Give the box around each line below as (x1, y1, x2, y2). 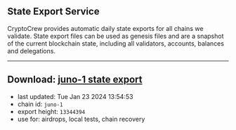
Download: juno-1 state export (7, 74, 143, 86)
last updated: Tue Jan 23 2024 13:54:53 (17, 92, 133, 100)
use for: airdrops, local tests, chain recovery (17, 115, 145, 123)
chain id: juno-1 (17, 100, 63, 108)
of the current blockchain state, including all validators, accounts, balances (7, 39, 225, 48)
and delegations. (7, 46, 56, 55)
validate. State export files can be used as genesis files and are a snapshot (7, 32, 224, 40)
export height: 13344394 (17, 107, 86, 115)
